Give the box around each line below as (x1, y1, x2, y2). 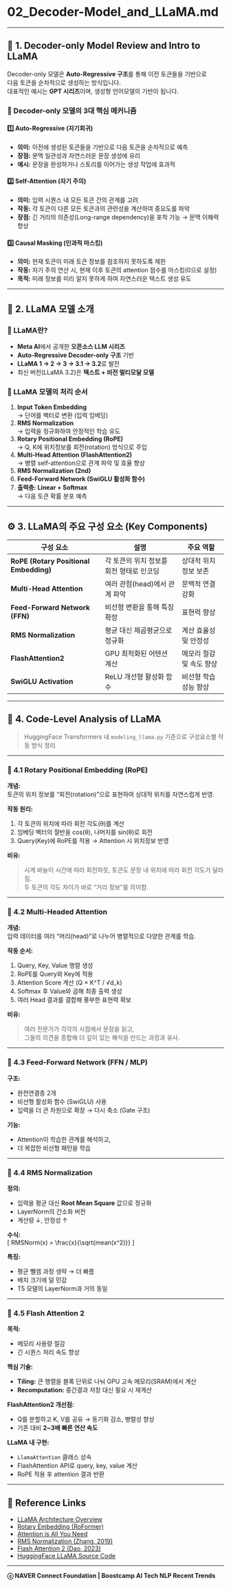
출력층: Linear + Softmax (16, 483, 88, 492)
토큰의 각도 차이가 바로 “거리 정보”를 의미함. (31, 883, 149, 891)
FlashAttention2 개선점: (7, 1401, 74, 1409)
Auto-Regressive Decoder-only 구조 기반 (16, 351, 134, 359)
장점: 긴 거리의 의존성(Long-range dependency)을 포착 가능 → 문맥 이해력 (16, 213, 219, 221)
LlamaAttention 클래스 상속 (16, 1453, 92, 1461)
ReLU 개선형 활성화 (104, 672, 164, 681)
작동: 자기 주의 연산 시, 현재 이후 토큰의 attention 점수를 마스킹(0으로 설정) (16, 266, 217, 274)
